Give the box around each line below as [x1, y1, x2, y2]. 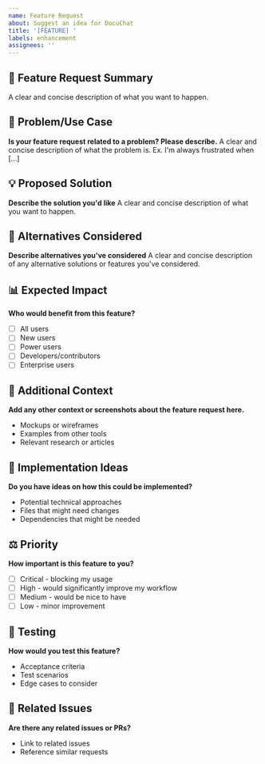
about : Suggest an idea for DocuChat [8, 19, 134, 27]
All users [19, 324, 49, 334]
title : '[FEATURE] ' [8, 26, 77, 34]
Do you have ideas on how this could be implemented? [8, 482, 193, 491]
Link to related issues [19, 738, 90, 748]
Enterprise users [19, 360, 74, 370]
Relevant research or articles [19, 437, 115, 448]
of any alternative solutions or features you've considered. [8, 259, 201, 269]
